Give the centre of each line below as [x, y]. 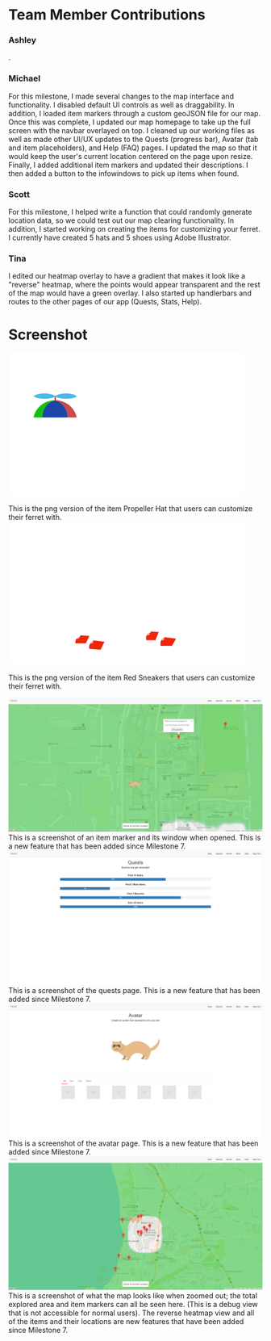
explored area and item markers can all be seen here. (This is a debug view [133, 1305]
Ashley [23, 40]
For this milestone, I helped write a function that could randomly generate [130, 212]
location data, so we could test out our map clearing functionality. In [121, 220]
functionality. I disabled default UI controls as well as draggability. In [122, 105]
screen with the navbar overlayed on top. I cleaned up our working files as [132, 130]
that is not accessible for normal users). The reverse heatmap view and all [131, 1313]
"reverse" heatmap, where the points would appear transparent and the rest [134, 285]
